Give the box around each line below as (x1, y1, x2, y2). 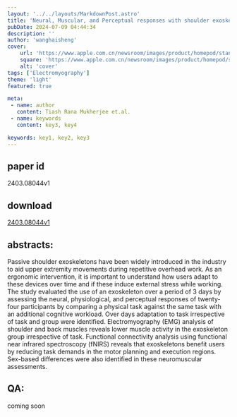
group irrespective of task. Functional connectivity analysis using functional (7, 332, 227, 341)
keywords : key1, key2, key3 (7, 134, 90, 141)
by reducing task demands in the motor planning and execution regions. (7, 347, 217, 356)
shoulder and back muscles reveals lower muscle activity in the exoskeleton (7, 325, 228, 333)
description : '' (7, 30, 55, 37)
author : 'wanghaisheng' (7, 37, 78, 44)
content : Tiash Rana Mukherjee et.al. (16, 109, 131, 116)
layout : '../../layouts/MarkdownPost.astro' (7, 10, 140, 18)
